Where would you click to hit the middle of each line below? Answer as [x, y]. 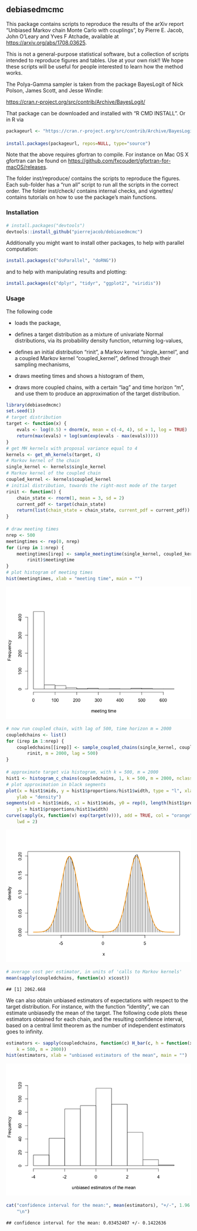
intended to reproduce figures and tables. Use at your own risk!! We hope [95, 60]
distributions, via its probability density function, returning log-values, [99, 340]
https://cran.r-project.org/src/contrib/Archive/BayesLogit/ [76, 102]
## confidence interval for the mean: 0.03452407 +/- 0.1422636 [86, 1223]
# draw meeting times [33, 529]
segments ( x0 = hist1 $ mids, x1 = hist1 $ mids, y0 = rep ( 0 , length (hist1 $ [95, 803]
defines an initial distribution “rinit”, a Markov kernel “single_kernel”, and [101, 352]
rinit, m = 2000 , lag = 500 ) [63, 753]
